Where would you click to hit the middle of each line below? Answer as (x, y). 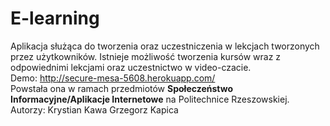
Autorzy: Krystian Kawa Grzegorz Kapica (94, 109)
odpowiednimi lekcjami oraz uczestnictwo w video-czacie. (131, 67)
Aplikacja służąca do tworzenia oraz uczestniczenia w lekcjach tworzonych (165, 46)
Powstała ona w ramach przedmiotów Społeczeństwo (122, 88)
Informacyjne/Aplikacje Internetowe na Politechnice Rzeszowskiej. (150, 99)
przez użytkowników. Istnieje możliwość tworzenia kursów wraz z (146, 56)
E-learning (55, 18)
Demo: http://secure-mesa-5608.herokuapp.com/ (113, 78)
